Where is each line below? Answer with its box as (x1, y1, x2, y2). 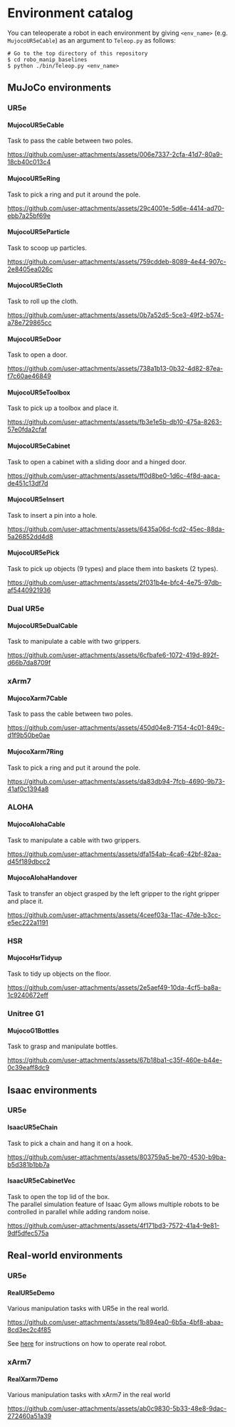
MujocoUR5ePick (7, 548, 60, 557)
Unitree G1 (7, 1008, 44, 1018)
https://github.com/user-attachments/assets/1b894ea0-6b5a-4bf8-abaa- (7, 1318, 224, 1327)
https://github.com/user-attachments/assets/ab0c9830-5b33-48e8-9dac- (7, 1404, 227, 1413)
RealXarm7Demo (7, 1374, 58, 1383)
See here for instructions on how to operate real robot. (7, 1339, 167, 1348)
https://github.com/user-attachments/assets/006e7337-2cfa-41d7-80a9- (7, 150, 223, 159)
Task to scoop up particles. (7, 244, 88, 252)
